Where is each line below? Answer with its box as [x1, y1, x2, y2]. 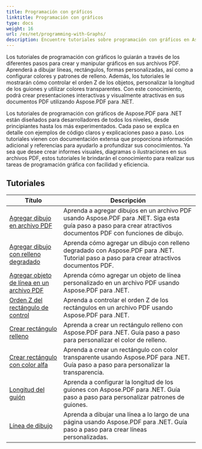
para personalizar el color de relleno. [63, 335, 167, 344]
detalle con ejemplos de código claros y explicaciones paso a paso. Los [6, 129, 185, 136]
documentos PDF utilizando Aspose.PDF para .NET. [6, 98, 134, 105]
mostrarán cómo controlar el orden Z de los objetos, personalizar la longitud [6, 79, 195, 86]
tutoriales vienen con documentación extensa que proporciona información [6, 135, 193, 142]
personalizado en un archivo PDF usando [63, 278, 180, 286]
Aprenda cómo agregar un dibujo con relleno [63, 238, 190, 247]
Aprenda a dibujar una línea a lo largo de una [63, 410, 189, 418]
